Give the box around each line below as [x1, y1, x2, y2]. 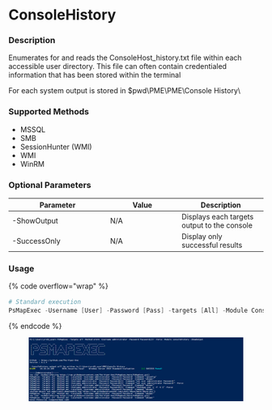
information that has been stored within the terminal [8, 70, 181, 80]
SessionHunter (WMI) [19, 142, 92, 152]
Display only [181, 232, 223, 241]
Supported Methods [8, 106, 90, 117]
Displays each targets [181, 211, 254, 221]
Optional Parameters [8, 179, 91, 190]
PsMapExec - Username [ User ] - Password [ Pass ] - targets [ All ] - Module [8, 306, 249, 314]
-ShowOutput [11, 216, 58, 226]
